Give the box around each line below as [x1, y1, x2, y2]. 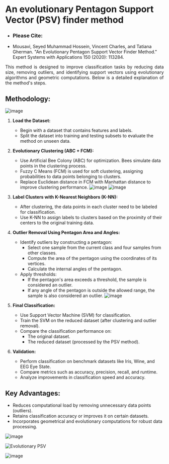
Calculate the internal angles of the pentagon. [27, 266, 122, 272]
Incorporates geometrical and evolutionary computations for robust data [12, 418, 162, 424]
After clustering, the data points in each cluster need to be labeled [20, 204, 157, 210]
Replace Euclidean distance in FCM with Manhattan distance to [20, 179, 151, 185]
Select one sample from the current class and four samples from [27, 245, 161, 251]
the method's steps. [5, 80, 47, 86]
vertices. [27, 260, 46, 267]
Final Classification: [12, 303, 55, 309]
